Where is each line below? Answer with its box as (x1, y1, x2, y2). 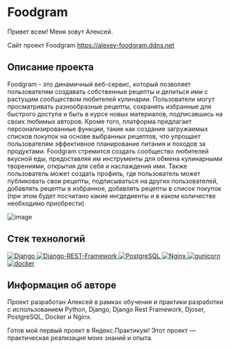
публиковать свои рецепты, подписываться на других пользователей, (7, 177, 219, 185)
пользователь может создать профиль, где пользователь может (7, 169, 201, 177)
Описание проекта (7, 61, 94, 74)
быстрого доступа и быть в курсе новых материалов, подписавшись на (7, 109, 223, 118)
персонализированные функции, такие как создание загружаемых (7, 124, 208, 133)
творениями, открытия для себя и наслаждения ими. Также (7, 162, 188, 170)
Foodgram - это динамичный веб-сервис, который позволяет (7, 80, 191, 88)
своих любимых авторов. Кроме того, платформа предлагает (7, 117, 192, 125)
